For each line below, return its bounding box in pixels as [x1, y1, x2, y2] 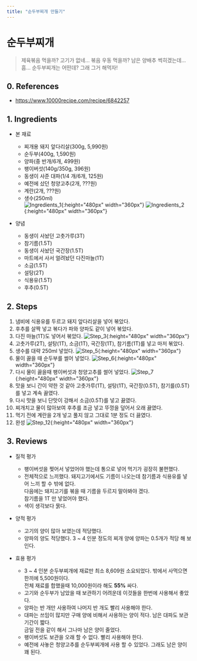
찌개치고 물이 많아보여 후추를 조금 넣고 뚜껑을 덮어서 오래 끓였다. [15, 404, 163, 411]
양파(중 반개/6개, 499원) [24, 158, 81, 165]
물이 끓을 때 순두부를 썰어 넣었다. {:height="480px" [15, 355, 157, 362]
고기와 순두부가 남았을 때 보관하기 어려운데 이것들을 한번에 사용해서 [24, 589, 178, 596]
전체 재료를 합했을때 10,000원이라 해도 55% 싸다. [24, 582, 139, 589]
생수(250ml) [24, 195, 53, 202]
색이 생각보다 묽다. [24, 502, 67, 509]
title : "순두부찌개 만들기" [6, 8, 66, 15]
